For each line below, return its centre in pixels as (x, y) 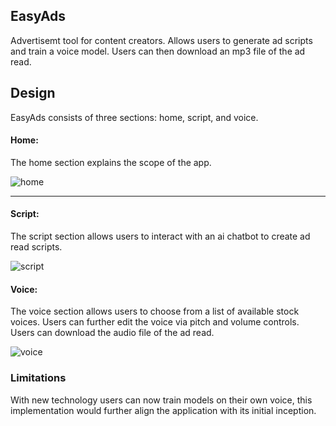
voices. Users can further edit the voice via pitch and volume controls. (155, 322)
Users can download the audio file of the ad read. (112, 333)
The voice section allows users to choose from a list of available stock (155, 311)
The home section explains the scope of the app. (111, 162)
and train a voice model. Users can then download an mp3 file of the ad (158, 51)
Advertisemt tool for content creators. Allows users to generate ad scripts (161, 40)
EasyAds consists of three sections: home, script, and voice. (134, 117)
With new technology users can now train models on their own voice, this (161, 400)
